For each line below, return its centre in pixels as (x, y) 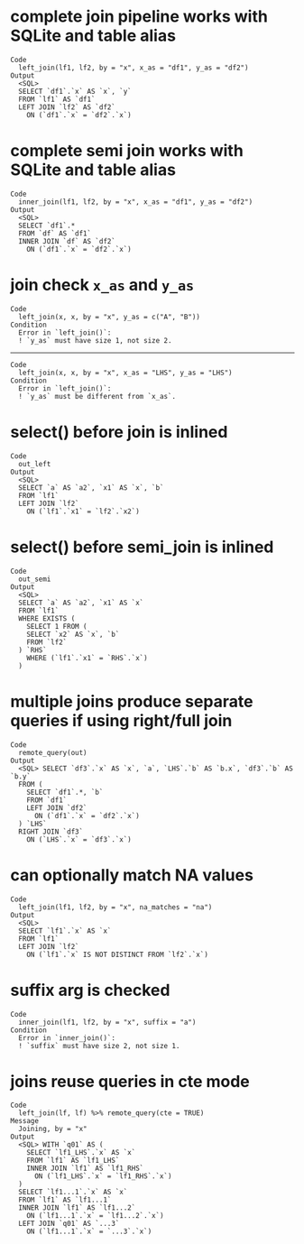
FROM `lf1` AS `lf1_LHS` (73, 1161)
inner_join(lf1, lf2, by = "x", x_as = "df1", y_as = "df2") (136, 202)
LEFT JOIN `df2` (57, 808)
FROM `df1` (47, 800)
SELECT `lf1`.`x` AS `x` (65, 931)
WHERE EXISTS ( (47, 618)
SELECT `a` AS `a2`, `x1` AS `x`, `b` (92, 488)
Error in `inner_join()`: (67, 1038)
